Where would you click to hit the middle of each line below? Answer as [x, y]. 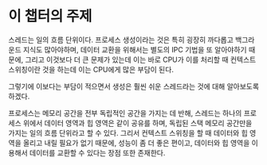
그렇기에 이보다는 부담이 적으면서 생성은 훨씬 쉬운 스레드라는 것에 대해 [117, 86]
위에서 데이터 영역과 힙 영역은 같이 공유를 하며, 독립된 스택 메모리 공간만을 [137, 123]
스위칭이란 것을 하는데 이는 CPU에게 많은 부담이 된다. [91, 69]
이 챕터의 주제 [50, 16]
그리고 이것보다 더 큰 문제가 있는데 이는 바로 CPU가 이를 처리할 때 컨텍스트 [141, 59]
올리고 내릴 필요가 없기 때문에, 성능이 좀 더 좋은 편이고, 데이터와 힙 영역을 [136, 143]
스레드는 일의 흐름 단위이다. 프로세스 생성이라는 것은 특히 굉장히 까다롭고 [121, 40]
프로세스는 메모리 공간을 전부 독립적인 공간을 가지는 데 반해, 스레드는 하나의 [125, 113]
